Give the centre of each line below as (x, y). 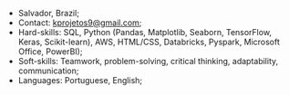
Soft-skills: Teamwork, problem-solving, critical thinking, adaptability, (148, 61)
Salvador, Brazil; (49, 13)
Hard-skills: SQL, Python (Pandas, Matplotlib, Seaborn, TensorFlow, (144, 32)
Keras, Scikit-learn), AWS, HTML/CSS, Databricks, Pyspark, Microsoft (149, 42)
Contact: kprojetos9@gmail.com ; (80, 23)
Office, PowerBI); (50, 52)
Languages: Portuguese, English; (80, 80)
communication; (48, 71)
